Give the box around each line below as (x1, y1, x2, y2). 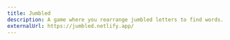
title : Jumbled (7, 9, 51, 17)
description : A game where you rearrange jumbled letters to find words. (7, 16, 224, 23)
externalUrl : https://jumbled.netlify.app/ (7, 22, 135, 29)
